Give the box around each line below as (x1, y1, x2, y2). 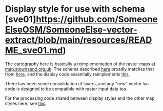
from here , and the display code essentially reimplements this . (5, 71, 130, 77)
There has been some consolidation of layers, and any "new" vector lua (5, 80, 149, 86)
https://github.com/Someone (36, 14, 158, 25)
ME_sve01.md (5, 45, 63, 56)
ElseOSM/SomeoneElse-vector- (5, 24, 138, 35)
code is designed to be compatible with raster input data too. (5, 86, 128, 92)
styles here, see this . (5, 100, 47, 106)
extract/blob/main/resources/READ (5, 35, 152, 46)
